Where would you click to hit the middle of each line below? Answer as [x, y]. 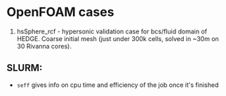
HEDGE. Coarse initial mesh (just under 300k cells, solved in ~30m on [118, 38]
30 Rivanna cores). [44, 46]
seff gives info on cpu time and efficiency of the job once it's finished [118, 85]
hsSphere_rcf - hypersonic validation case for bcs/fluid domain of [112, 31]
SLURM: [25, 68]
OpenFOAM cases [60, 12]
